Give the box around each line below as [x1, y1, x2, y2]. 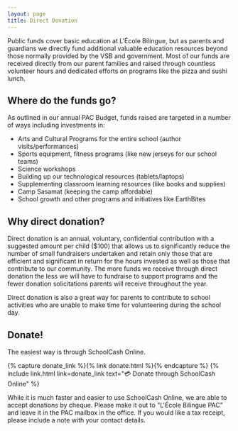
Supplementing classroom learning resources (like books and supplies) [17, 180, 226, 189]
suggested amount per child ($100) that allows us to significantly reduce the [7, 242, 231, 250]
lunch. [7, 74, 26, 82]
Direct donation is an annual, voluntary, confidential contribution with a [7, 235, 215, 243]
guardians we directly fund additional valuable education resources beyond [7, 44, 228, 52]
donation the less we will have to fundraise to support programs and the [7, 272, 218, 281]
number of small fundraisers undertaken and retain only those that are [7, 250, 213, 258]
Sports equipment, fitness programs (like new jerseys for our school [17, 150, 217, 158]
